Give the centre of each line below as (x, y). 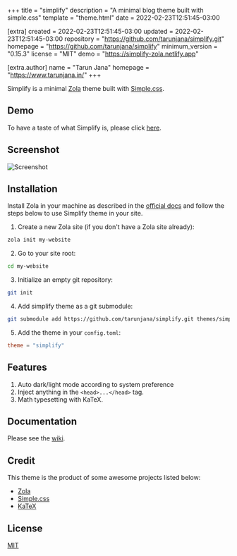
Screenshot (34, 150)
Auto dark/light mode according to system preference (96, 384)
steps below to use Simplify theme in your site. (75, 214)
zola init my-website (39, 240)
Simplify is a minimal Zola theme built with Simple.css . (86, 88)
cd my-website (28, 266)
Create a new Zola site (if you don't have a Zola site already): (106, 227)
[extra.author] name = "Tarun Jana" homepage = (79, 67)
